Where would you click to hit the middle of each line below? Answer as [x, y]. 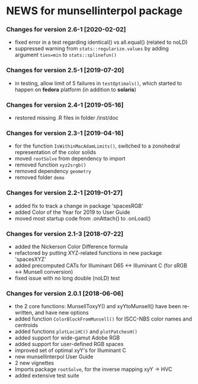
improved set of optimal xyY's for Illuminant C [70, 350]
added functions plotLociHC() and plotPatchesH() [76, 332]
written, [24, 313]
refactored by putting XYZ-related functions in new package [88, 252]
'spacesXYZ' [30, 259]
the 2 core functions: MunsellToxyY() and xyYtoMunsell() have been [98, 306]
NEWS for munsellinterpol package [94, 11]
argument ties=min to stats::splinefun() [66, 55]
